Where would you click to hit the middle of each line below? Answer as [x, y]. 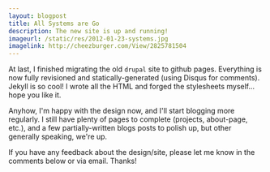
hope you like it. [35, 95]
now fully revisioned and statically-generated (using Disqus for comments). [134, 78]
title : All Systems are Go [54, 24]
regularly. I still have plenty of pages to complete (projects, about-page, [128, 119]
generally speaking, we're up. [58, 137]
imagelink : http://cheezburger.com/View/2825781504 [97, 46]
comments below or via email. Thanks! [73, 161]
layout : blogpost [38, 16]
